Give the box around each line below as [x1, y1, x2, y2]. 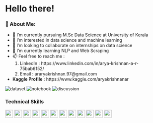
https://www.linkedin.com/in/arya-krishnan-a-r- [41, 61, 139, 66]
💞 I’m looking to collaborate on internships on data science [12, 43, 133, 49]
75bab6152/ [19, 65, 45, 72]
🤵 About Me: [5, 21, 36, 28]
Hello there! [5, 3, 55, 14]
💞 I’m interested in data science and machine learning [12, 37, 123, 43]
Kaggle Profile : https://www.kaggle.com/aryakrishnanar [12, 76, 129, 82]
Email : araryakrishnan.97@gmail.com [19, 71, 97, 77]
